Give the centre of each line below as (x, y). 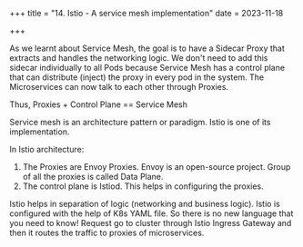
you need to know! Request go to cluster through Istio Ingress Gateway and (151, 223)
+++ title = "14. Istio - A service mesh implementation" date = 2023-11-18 (146, 13)
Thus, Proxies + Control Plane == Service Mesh (99, 104)
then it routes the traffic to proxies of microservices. (107, 232)
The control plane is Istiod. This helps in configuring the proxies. (143, 186)
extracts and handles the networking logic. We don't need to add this (139, 58)
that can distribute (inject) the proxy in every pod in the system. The (137, 77)
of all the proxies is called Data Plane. (93, 177)
